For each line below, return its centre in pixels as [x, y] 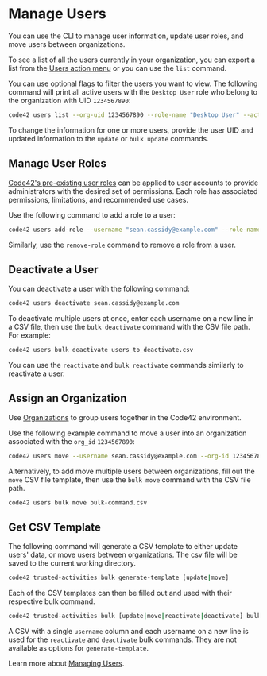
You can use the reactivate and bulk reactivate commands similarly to [126, 365]
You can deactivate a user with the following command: [99, 289]
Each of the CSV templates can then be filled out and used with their [120, 593]
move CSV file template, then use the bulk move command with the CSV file [130, 479]
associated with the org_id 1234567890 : [72, 441]
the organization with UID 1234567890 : [70, 100]
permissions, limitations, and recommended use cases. [99, 199]
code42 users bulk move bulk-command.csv [78, 502]
